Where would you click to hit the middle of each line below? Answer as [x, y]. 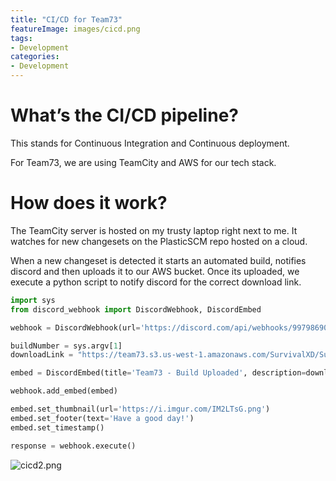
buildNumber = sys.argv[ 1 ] [66, 346]
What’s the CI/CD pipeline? [124, 115]
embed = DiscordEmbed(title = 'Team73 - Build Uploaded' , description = [158, 373]
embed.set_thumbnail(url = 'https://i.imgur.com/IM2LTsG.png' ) [140, 409]
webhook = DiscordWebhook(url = [75, 327]
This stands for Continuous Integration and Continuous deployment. [150, 143]
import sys [33, 300]
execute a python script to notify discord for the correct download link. [156, 282]
